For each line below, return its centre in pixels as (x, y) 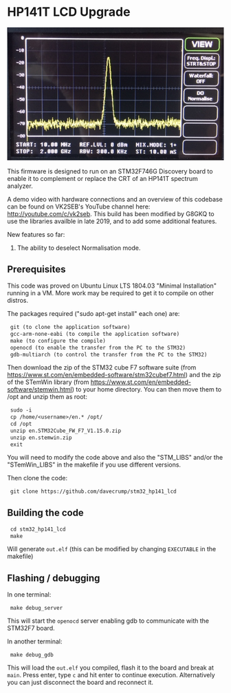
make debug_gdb (32, 655)
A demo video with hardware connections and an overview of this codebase (115, 199)
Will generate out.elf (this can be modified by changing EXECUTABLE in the (112, 549)
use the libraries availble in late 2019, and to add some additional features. (112, 221)
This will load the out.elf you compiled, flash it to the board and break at (111, 668)
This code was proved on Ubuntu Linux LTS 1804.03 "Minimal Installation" (112, 286)
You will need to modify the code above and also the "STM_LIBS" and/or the (115, 458)
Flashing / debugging (54, 578)
